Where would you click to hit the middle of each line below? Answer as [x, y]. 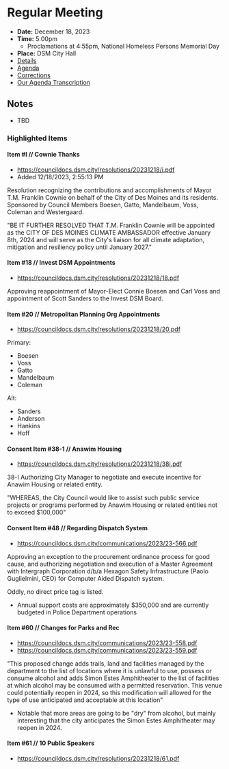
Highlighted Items [37, 138]
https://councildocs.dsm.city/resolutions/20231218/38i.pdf [99, 464]
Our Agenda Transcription [54, 82]
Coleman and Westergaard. [45, 212]
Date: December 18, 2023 [53, 31]
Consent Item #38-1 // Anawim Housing [64, 449]
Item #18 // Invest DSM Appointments [62, 263]
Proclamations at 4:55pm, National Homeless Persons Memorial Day [123, 46]
